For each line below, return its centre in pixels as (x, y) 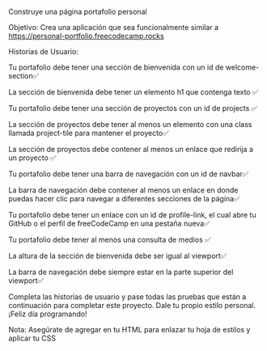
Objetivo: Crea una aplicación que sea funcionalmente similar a (114, 27)
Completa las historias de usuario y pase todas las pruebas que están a (127, 297)
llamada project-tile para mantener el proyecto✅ (89, 133)
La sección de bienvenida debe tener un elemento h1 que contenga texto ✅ (133, 92)
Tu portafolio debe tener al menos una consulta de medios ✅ (110, 239)
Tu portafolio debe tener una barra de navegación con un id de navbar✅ (129, 174)
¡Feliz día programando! (48, 314)
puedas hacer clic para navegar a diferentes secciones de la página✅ (124, 199)
